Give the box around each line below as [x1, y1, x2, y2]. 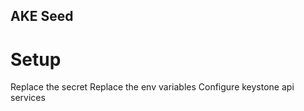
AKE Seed [10, 8, 74, 25]
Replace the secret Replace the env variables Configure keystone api [10, 81, 295, 93]
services [10, 92, 46, 104]
